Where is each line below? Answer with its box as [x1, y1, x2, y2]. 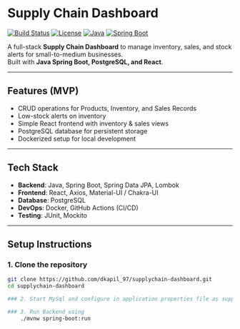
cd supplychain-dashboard [7, 283, 84, 290]
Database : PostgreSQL [17, 196, 86, 204]
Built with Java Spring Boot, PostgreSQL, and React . [7, 57, 164, 66]
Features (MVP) [7, 85, 79, 97]
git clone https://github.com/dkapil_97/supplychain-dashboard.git [7, 276, 213, 283]
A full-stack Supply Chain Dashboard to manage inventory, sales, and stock [7, 42, 232, 51]
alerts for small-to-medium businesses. [7, 50, 124, 59]
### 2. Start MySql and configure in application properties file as [7, 295, 219, 303]
